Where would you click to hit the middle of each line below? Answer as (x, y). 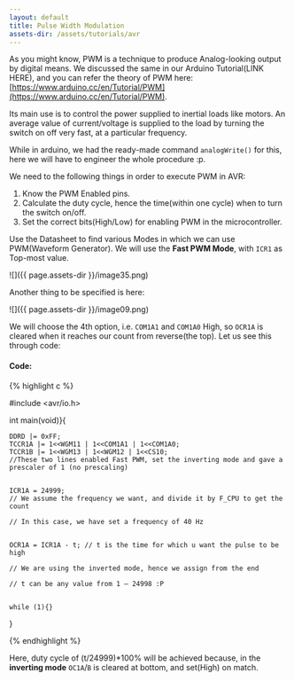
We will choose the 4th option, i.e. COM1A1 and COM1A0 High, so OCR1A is (136, 327)
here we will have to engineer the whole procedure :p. (108, 160)
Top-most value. (39, 258)
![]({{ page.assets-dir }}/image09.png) (79, 309)
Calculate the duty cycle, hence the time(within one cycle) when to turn (152, 203)
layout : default (39, 17)
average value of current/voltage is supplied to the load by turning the (137, 123)
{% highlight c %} (41, 386)
